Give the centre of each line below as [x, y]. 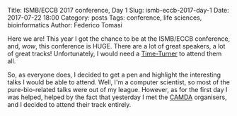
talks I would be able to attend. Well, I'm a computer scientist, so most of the [118, 82]
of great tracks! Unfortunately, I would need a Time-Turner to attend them [115, 53]
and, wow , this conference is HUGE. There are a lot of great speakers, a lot [116, 46]
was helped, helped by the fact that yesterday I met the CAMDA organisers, [117, 97]
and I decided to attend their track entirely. [69, 104]
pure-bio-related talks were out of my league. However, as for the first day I [117, 90]
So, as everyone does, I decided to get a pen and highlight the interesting [114, 75]
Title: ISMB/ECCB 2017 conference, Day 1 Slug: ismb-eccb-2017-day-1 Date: [118, 10]
